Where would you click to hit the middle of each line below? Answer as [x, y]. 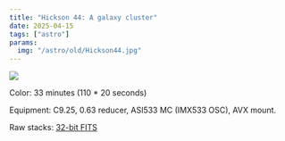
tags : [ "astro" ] [39, 34]
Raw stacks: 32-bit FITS [54, 128]
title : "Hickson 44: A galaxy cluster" [84, 17]
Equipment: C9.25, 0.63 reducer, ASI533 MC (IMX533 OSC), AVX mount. [143, 110]
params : [24, 42]
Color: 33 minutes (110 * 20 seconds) [78, 93]
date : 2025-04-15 [42, 26]
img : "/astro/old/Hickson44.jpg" [80, 51]
